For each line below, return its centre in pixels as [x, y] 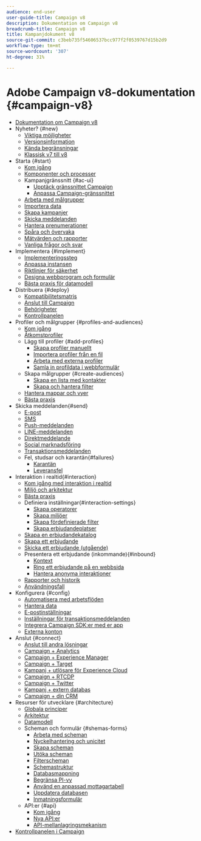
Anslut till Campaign [49, 302]
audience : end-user [31, 12]
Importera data [43, 206]
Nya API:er [47, 818]
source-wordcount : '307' [38, 52]
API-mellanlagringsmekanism [70, 825]
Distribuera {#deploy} [42, 289]
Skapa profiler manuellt [63, 348]
